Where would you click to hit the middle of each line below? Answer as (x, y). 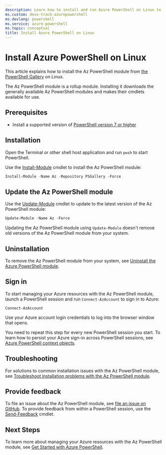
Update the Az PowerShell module (59, 192)
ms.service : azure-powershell (37, 24)
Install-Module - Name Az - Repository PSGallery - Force (63, 176)
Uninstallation (27, 249)
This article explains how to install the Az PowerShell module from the (77, 71)
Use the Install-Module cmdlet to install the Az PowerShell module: (73, 167)
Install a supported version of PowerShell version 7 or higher (74, 125)
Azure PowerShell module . (32, 266)
